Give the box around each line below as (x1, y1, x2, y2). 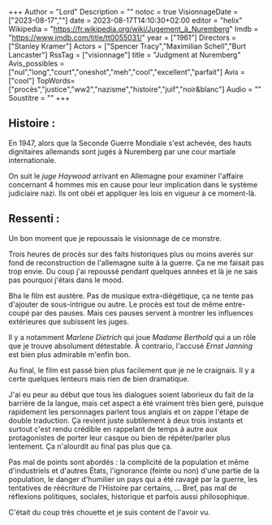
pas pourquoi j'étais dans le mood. (8, 275, 124, 285)
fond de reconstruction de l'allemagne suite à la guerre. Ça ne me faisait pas (8, 257, 265, 267)
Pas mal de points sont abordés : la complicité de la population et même (8, 457, 249, 467)
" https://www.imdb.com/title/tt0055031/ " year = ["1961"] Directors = (8, 32, 237, 42)
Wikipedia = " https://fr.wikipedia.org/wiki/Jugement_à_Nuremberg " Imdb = (8, 24, 259, 33)
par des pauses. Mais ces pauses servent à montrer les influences (31, 308, 254, 317)
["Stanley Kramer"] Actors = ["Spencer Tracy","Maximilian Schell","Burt (8, 41, 246, 51)
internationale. (8, 155, 57, 165)
